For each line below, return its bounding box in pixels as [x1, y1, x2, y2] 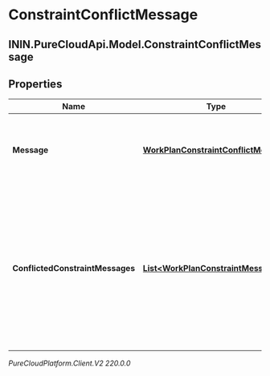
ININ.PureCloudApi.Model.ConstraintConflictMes [8, 38, 262, 51]
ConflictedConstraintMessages [12, 263, 135, 274]
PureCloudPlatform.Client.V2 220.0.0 [8, 358, 131, 368]
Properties [8, 77, 63, 91]
